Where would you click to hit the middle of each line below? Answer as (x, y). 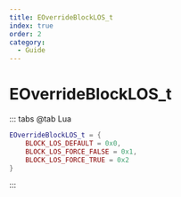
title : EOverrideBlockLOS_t (62, 17)
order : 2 (25, 34)
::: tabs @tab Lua (41, 119)
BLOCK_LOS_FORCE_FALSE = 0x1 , (82, 152)
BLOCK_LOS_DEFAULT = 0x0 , (74, 143)
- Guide (32, 51)
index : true (31, 26)
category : (28, 42)
